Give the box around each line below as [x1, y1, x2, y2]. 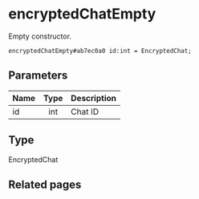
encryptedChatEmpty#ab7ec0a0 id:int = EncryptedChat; [8, 47, 193, 55]
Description [71, 92, 116, 104]
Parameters [8, 69, 68, 83]
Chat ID [71, 106, 99, 117]
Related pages [8, 177, 82, 191]
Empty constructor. [8, 31, 72, 41]
